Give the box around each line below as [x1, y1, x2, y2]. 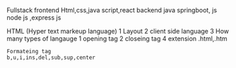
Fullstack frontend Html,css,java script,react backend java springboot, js [6, 6, 217, 14]
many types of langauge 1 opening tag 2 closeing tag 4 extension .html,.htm [6, 34, 228, 43]
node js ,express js [6, 13, 61, 22]
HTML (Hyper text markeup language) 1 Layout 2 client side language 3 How [6, 27, 230, 35]
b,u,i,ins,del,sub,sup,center [6, 54, 96, 61]
